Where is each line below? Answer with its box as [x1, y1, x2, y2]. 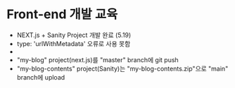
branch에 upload [16, 73, 65, 81]
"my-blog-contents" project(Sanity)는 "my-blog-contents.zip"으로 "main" [16, 64, 229, 73]
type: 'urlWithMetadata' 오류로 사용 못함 [16, 39, 131, 47]
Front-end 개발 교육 [6, 6, 118, 22]
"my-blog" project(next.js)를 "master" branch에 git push [16, 55, 179, 64]
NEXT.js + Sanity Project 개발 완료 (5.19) [16, 31, 132, 39]
